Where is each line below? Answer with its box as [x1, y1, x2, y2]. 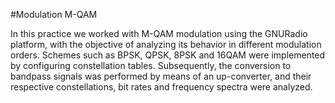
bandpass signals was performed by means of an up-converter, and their [10, 70, 312, 82]
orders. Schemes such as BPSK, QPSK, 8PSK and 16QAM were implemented [10, 49, 326, 61]
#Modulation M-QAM [10, 9, 98, 20]
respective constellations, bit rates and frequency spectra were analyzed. [10, 81, 313, 93]
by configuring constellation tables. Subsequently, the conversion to [10, 60, 292, 71]
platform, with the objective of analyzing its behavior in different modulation [10, 39, 322, 50]
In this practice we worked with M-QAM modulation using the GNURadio [10, 28, 308, 39]
